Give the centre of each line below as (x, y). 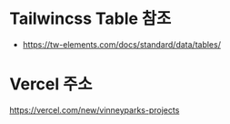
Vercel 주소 (51, 84)
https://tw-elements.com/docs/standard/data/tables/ (121, 44)
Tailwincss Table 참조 (90, 19)
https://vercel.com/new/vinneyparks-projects (95, 109)
